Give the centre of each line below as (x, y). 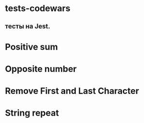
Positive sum (31, 47)
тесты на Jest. (28, 26)
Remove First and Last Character (72, 91)
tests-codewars (38, 8)
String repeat (32, 113)
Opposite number (41, 69)
